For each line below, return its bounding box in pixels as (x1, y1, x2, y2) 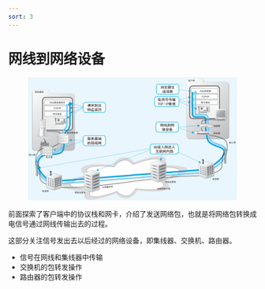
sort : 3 (8, 13, 34, 20)
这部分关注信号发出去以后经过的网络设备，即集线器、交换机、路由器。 (8, 235, 237, 245)
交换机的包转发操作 (19, 262, 83, 272)
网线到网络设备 (8, 50, 106, 68)
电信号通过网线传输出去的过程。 (8, 219, 112, 228)
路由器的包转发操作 (19, 272, 83, 281)
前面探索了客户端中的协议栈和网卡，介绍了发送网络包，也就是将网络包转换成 (8, 209, 257, 218)
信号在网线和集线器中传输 (19, 252, 103, 261)
